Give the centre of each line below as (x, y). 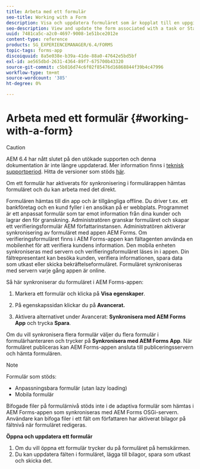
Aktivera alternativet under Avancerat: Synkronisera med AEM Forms (100, 317)
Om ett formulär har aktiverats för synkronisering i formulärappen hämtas (96, 183)
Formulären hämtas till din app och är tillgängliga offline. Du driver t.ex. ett (97, 201)
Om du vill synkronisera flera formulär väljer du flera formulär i (82, 334)
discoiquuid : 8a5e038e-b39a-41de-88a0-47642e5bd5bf (71, 56)
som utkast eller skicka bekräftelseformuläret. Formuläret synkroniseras (94, 264)
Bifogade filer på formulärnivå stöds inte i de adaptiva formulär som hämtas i (100, 406)
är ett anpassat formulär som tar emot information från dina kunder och (94, 213)
